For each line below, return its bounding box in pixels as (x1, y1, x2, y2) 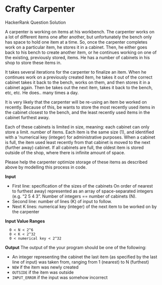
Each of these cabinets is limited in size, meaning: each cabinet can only (5, 124, 150, 129)
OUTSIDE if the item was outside (12, 269, 74, 275)
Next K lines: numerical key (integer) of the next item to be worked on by (12, 204, 157, 209)
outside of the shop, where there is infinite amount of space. (5, 149, 126, 156)
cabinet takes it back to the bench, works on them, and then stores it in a (5, 79, 150, 85)
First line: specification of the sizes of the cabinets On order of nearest (12, 183, 153, 189)
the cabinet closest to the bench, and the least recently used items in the (5, 109, 150, 115)
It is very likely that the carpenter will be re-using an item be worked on (5, 99, 147, 105)
